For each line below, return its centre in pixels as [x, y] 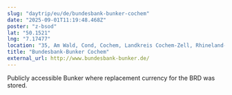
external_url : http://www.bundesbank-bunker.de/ [78, 59]
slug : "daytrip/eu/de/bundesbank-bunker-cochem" [78, 13]
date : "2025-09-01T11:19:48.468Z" [57, 20]
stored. [17, 85]
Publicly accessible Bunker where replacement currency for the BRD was [111, 78]
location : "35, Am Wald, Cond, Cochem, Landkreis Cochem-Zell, [100, 45]
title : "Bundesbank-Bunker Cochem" [58, 52]
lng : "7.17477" [29, 39]
